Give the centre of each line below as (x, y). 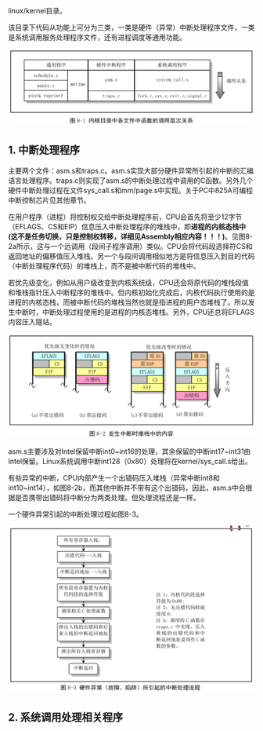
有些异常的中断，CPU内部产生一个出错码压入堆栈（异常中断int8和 (114, 477)
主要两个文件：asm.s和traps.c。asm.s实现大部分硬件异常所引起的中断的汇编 (131, 170)
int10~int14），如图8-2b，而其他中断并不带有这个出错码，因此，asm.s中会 (127, 488)
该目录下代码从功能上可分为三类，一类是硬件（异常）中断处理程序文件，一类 (131, 27)
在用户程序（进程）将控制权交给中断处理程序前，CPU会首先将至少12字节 (125, 217)
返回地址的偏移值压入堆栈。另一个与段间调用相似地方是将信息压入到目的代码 (131, 256)
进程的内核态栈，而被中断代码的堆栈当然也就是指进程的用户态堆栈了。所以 (128, 302)
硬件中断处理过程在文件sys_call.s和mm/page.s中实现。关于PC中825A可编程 (130, 190)
